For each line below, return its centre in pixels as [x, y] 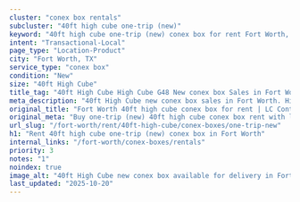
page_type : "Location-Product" [67, 51]
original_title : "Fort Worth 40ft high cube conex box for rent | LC [142, 109]
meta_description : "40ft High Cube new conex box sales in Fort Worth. [145, 101]
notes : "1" [29, 159]
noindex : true [36, 167]
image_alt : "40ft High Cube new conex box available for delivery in [142, 175]
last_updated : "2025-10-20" [62, 184]
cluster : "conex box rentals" [66, 17]
